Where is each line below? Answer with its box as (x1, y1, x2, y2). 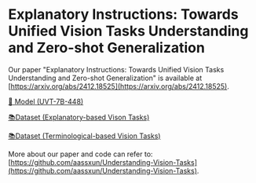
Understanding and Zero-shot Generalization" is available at (8, 73, 203, 82)
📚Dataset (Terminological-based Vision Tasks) (8, 131, 161, 141)
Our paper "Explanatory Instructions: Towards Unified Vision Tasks (8, 64, 225, 74)
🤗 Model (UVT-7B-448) (8, 97, 84, 106)
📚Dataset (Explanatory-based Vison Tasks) (8, 112, 150, 122)
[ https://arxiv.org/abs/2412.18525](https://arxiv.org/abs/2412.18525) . (8, 81, 230, 91)
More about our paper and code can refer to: (8, 149, 153, 159)
